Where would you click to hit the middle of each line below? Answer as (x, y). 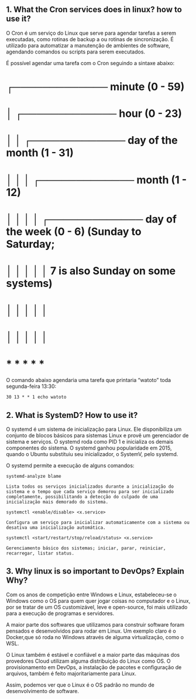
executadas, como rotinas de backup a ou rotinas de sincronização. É (90, 39)
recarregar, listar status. (40, 553)
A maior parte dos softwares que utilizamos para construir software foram (95, 624)
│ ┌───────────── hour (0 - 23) (94, 114)
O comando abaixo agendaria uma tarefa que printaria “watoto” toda (89, 380)
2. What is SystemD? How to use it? (72, 415)
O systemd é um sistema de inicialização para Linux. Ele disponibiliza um (94, 429)
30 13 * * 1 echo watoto (36, 397)
